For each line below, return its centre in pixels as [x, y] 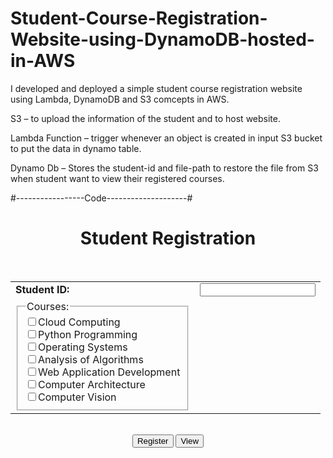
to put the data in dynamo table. [76, 148]
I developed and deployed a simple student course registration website [156, 88]
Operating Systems [83, 347]
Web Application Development [109, 372]
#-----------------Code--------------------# [101, 198]
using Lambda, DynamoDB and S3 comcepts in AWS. [120, 99]
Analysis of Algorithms [91, 360]
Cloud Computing [79, 322]
